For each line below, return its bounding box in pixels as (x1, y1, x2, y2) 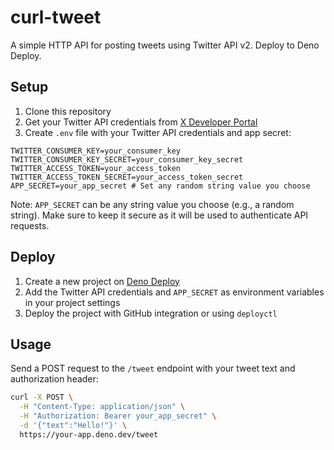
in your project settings (24, 296, 121, 308)
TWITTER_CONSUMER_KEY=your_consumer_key (10, 146, 182, 156)
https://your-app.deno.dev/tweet (19, 429, 159, 440)
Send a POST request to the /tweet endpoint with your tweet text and (10, 362, 296, 375)
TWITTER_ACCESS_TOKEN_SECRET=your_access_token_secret (10, 172, 244, 182)
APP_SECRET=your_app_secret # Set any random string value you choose (10, 181, 311, 191)
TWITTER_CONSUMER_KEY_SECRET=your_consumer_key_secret (10, 154, 244, 165)
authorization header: (10, 373, 99, 385)
